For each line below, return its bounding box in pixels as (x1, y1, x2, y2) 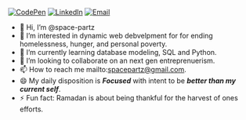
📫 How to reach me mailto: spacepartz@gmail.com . (19, 65, 186, 74)
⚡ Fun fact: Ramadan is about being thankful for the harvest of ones (19, 93, 239, 102)
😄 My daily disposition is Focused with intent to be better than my (19, 76, 237, 85)
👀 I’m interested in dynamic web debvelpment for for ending (19, 31, 213, 40)
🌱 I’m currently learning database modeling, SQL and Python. (19, 48, 217, 56)
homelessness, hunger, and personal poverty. (19, 39, 168, 49)
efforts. (19, 104, 44, 114)
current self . (19, 85, 61, 93)
